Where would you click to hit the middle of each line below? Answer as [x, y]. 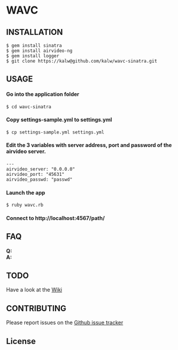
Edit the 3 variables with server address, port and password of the [89, 145]
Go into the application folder [43, 94]
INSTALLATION [35, 32]
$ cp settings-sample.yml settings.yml [55, 132]
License [21, 341]
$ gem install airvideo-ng [39, 51]
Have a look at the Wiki [34, 290]
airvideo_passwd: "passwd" [39, 179]
